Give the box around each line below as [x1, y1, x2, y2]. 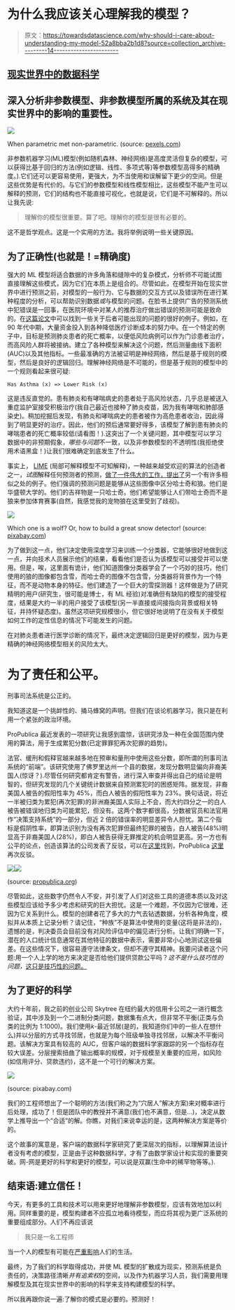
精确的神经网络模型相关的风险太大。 [7, 639, 112, 648]
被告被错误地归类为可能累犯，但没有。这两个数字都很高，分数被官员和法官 [7, 806, 222, 815]
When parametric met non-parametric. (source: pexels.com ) [7, 140, 181, 148]
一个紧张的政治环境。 [13, 715, 75, 723]
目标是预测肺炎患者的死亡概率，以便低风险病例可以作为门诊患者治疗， [25, 331, 228, 340]
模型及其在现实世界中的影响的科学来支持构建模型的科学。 [13, 1280, 179, 1288]
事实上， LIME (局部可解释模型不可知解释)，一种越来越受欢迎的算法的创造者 [7, 461, 226, 470]
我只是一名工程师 [24, 1232, 74, 1241]
